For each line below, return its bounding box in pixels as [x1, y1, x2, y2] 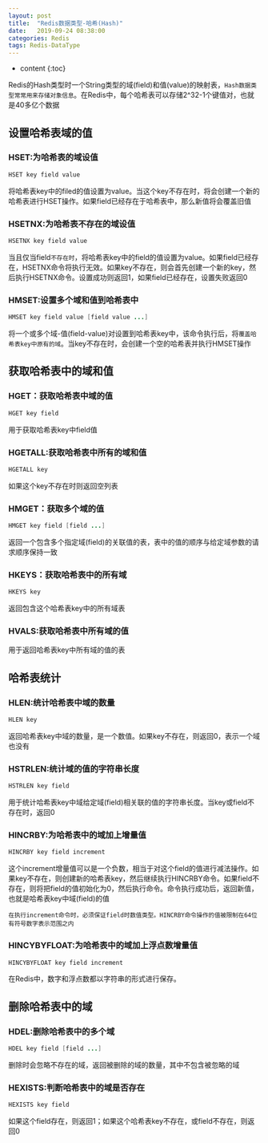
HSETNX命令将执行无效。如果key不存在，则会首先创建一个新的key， [22, 262, 250, 272]
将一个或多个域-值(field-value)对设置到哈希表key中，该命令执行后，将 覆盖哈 [8, 329, 258, 338]
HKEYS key [8, 588, 42, 596]
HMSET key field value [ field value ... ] [8, 314, 149, 322]
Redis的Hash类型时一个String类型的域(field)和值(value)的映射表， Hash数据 [8, 80, 251, 90]
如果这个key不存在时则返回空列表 [8, 480, 118, 490]
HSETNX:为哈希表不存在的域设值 [8, 218, 136, 229]
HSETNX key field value [8, 237, 88, 245]
